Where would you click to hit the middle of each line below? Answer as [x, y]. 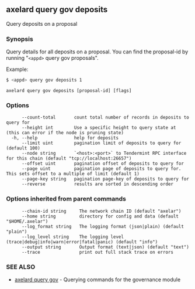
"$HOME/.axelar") [27, 221]
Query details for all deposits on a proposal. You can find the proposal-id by [97, 52]
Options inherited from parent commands [66, 199]
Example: [17, 69]
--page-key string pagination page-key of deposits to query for [105, 179]
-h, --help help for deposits [65, 138]
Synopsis [20, 39]
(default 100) [23, 148]
